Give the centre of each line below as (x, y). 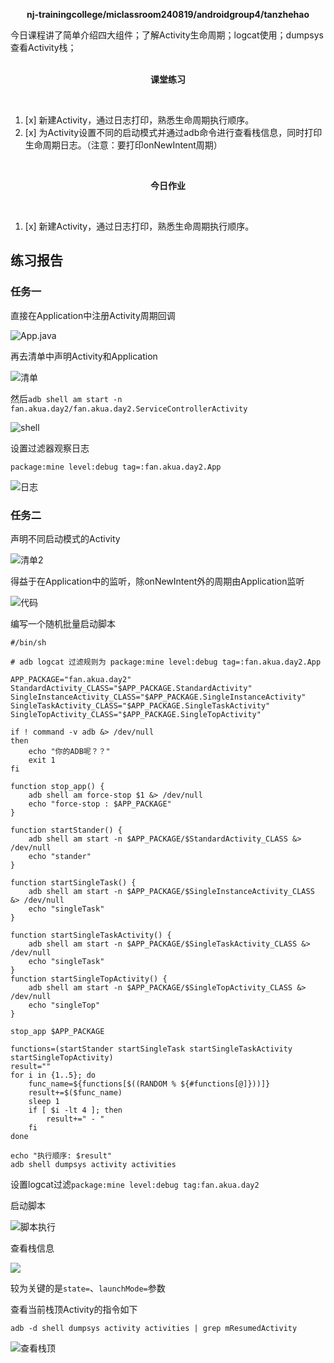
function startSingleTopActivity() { (89, 979)
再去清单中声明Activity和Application (84, 356)
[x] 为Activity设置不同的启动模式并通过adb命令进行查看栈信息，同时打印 (173, 132)
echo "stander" (60, 856)
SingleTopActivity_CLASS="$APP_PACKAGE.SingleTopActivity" (136, 714)
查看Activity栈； (43, 47)
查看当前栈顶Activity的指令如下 (74, 1309)
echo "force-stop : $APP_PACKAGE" (100, 804)
